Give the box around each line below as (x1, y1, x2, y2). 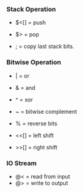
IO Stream (6, 159, 37, 167)
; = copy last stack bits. (15, 42, 75, 50)
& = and (15, 84, 36, 91)
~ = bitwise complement (15, 108, 77, 115)
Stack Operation (6, 5, 57, 14)
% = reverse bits (15, 119, 57, 127)
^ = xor (15, 96, 33, 103)
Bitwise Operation (6, 58, 61, 66)
